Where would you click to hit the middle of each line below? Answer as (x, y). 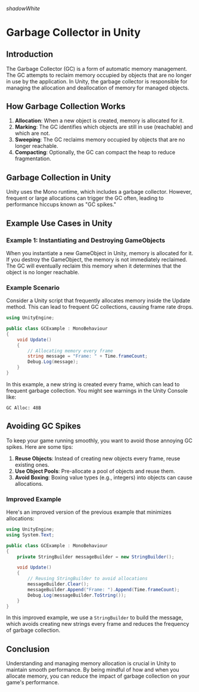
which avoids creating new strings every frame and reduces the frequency (98, 624)
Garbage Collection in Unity (59, 177)
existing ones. (32, 464)
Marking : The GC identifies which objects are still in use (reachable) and (104, 127)
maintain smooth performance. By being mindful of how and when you (93, 670)
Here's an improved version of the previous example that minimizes (89, 512)
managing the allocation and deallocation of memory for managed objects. (98, 88)
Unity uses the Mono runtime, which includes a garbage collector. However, (99, 192)
